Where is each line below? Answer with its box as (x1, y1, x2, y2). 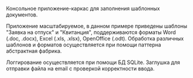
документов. (6, 11, 38, 18)
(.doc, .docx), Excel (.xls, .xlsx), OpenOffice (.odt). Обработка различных (6, 35, 184, 42)
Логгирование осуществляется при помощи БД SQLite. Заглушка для (6, 59, 180, 66)
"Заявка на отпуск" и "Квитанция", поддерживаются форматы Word (6, 29, 177, 36)
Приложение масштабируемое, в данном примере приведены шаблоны (6, 23, 188, 29)
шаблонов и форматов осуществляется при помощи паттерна (6, 41, 161, 48)
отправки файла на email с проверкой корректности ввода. (6, 65, 155, 72)
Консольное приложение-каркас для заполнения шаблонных (6, 5, 160, 12)
